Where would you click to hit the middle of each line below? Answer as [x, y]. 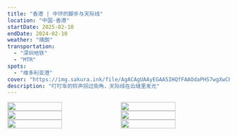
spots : [17, 66]
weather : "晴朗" [30, 40]
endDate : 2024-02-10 [38, 33]
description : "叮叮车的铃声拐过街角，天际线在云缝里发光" [84, 86]
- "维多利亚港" [33, 73]
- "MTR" [25, 60]
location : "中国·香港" [38, 20]
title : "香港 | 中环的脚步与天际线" [55, 14]
